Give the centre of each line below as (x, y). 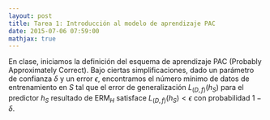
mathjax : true (32, 39)
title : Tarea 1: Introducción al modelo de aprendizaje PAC (112, 24)
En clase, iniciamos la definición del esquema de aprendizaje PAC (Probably (135, 62)
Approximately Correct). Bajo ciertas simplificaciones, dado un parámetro (131, 71)
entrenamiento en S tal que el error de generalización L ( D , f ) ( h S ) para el (126, 88)
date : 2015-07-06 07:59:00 (54, 31)
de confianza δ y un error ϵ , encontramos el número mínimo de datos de (129, 79)
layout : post (30, 16)
